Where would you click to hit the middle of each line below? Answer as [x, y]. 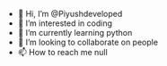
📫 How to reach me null [62, 52]
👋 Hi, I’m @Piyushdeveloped [70, 14]
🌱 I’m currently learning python [75, 33]
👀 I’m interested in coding [65, 23]
